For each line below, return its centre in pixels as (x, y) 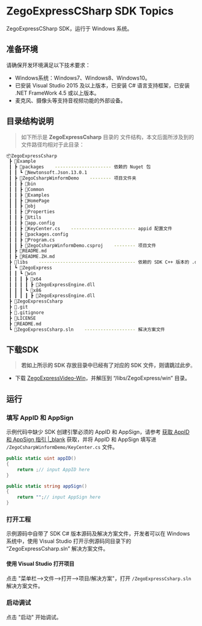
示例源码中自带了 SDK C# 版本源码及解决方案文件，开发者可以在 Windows (98, 534)
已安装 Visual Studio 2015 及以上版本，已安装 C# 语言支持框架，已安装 (103, 85)
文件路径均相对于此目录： (53, 144)
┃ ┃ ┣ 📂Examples (29, 195)
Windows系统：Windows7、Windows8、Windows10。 (82, 78)
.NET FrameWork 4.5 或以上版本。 (57, 93)
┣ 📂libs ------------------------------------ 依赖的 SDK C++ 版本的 (99, 262)
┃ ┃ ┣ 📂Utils (25, 218)
